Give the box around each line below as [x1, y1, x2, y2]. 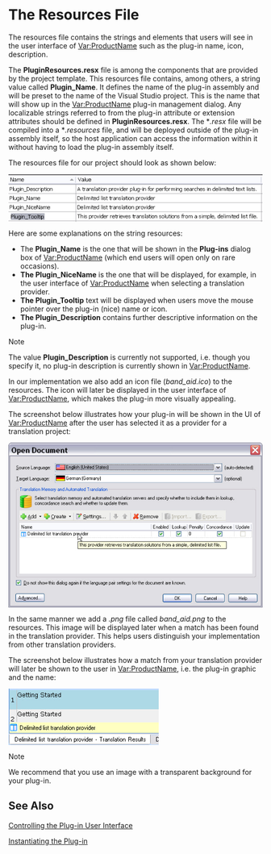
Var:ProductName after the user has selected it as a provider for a [8, 418, 227, 428]
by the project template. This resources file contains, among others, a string [8, 73, 261, 83]
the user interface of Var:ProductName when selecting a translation [19, 278, 244, 288]
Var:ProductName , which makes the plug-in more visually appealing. [8, 394, 236, 404]
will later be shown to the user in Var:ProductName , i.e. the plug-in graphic [8, 664, 256, 674]
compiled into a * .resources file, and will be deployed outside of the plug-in [8, 125, 259, 135]
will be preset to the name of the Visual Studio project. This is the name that [8, 90, 261, 100]
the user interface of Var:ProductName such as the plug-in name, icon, [8, 40, 244, 50]
